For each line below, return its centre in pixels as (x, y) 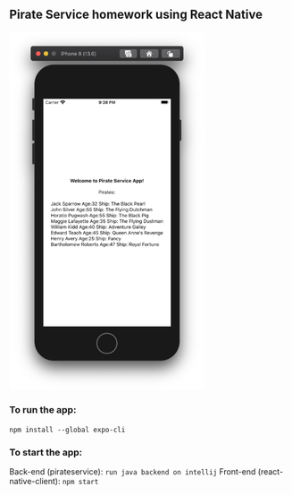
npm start (80, 482)
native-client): (35, 482)
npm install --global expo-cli (67, 430)
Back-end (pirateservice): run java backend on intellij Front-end (133, 472)
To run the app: (43, 409)
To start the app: (46, 453)
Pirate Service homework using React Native (136, 15)
